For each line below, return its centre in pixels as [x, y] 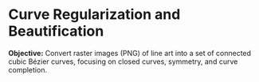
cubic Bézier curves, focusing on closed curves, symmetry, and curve [123, 61]
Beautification [56, 31]
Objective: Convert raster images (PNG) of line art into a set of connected [130, 53]
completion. [28, 69]
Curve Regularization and [94, 15]
